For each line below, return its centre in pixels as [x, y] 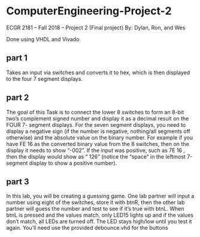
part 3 [18, 182]
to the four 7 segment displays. [44, 78]
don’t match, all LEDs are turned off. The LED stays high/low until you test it [99, 221]
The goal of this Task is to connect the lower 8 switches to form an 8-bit [95, 112]
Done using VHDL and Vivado [43, 39]
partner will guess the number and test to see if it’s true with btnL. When [95, 209]
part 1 [17, 58]
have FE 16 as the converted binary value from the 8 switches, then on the [98, 144]
